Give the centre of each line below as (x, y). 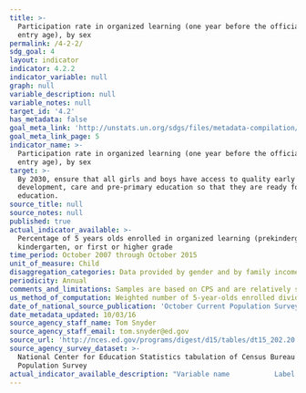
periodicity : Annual (49, 281)
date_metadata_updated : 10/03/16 (73, 315)
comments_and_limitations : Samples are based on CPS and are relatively (150, 289)
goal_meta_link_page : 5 (55, 137)
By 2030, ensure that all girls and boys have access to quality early (157, 179)
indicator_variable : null (58, 78)
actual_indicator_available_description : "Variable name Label (153, 374)
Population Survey (53, 366)
